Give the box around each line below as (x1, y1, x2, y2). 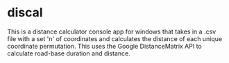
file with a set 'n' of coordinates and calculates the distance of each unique (7, 34, 223, 42)
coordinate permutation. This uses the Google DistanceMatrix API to (7, 42, 203, 50)
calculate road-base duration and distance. (7, 49, 130, 58)
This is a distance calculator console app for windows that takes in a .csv (7, 27, 217, 36)
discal (7, 5, 43, 21)
